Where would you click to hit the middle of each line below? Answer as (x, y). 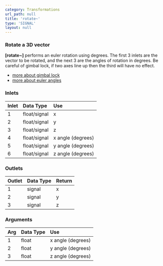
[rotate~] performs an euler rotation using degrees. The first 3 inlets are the (81, 55)
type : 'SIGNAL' (20, 23)
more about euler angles (37, 81)
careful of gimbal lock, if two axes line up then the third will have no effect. (80, 66)
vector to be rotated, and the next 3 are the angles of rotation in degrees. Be (82, 61)
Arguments (19, 219)
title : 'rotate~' (23, 19)
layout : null (18, 28)
